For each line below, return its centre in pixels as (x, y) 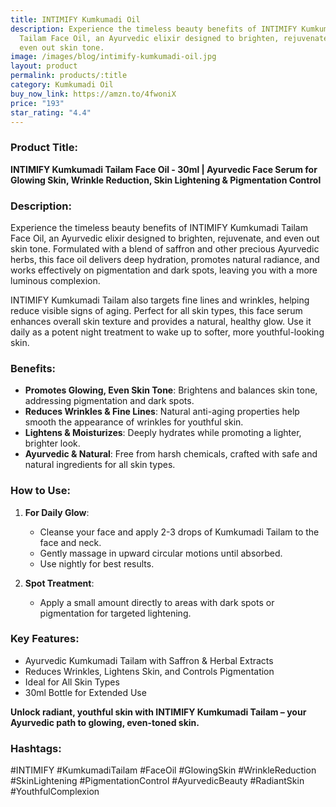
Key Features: (45, 639)
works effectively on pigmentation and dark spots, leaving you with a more (164, 270)
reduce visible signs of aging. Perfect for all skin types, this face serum (156, 310)
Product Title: (44, 148)
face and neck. (70, 542)
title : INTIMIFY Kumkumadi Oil (75, 19)
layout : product (44, 66)
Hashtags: (36, 748)
